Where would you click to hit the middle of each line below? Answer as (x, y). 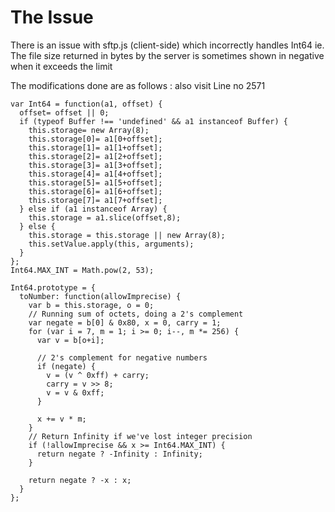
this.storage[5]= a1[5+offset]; (95, 182)
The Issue (52, 17)
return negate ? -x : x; (80, 480)
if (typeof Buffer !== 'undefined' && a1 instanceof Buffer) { (153, 121)
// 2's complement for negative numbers (122, 357)
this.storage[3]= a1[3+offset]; (95, 165)
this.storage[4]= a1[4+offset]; (95, 174)
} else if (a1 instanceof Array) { (93, 209)
